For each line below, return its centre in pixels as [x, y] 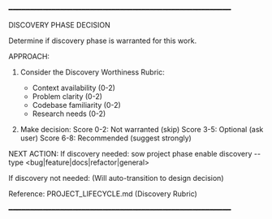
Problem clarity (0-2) [67, 97]
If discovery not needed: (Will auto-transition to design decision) [116, 178]
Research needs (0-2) [69, 114]
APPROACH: [29, 56]
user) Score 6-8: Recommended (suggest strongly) [106, 138]
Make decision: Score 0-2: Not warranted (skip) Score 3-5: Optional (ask [142, 129]
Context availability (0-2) [74, 88]
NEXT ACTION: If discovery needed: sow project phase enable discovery [130, 154]
